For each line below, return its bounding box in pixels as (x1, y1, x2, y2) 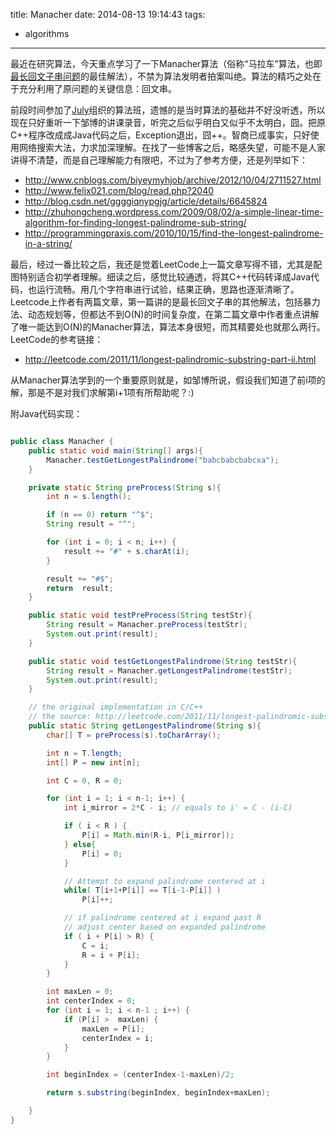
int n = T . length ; (46, 748, 123, 758)
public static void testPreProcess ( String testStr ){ (28, 610, 253, 621)
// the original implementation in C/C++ (28, 702, 203, 713)
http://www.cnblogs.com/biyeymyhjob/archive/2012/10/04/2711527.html (24, 174, 322, 186)
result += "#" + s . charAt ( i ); (63, 546, 190, 556)
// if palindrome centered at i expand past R (63, 913, 262, 923)
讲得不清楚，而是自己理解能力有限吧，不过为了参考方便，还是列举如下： (10, 154, 308, 166)
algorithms (24, 28, 70, 39)
